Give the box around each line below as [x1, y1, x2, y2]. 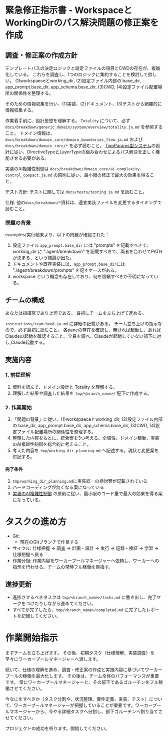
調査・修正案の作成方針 [5, 51, 77, 59]
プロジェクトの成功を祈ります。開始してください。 [5, 725, 110, 731]
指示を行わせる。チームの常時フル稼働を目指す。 [12, 564, 113, 570]
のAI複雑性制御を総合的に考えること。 [12, 441, 91, 447]
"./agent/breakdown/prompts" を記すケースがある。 [12, 267, 119, 273]
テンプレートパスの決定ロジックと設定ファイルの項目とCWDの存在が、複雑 [5, 65, 160, 71]
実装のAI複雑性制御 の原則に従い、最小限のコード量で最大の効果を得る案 [12, 491, 163, 497]
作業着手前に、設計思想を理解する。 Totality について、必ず [5, 118, 130, 123]
